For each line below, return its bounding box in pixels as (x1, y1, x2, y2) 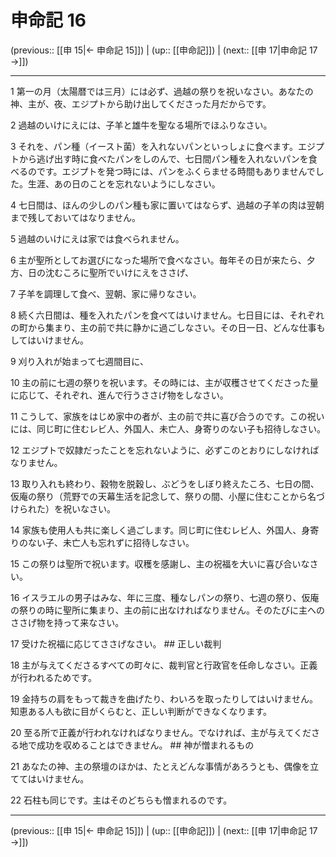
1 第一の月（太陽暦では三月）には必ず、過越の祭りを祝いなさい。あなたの (10, 85, 314, 97)
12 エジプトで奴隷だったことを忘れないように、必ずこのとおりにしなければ (10, 444, 320, 456)
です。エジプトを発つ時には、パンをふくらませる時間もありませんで (36, 165, 316, 177)
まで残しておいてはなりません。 (10, 211, 142, 223)
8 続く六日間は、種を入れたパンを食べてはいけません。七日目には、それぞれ (10, 309, 325, 321)
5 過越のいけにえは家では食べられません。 (10, 232, 185, 245)
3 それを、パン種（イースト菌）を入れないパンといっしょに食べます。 (10, 140, 298, 152)
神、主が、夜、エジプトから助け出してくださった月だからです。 (10, 97, 272, 110)
